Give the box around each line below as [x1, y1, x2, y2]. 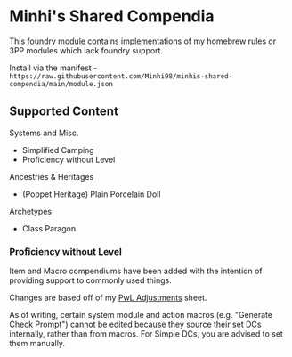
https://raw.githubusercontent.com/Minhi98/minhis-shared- [9, 71, 233, 81]
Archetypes [9, 206, 52, 216]
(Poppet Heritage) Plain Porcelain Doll [21, 189, 161, 199]
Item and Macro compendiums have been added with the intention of [9, 265, 263, 277]
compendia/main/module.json [9, 79, 114, 88]
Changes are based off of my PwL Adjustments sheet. [9, 292, 207, 304]
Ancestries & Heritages [9, 171, 94, 182]
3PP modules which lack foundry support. [9, 45, 163, 55]
